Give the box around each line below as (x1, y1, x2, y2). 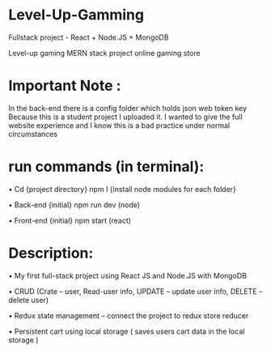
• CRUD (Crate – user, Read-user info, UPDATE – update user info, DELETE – (8, 286, 263, 296)
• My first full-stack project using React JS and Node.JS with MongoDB (8, 270, 248, 280)
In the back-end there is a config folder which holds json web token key (8, 103, 248, 113)
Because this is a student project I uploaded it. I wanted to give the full (8, 112, 243, 121)
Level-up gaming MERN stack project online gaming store (8, 48, 201, 57)
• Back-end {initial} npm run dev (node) (8, 200, 140, 210)
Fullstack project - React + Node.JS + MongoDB (8, 32, 169, 42)
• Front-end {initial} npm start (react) (8, 215, 132, 225)
